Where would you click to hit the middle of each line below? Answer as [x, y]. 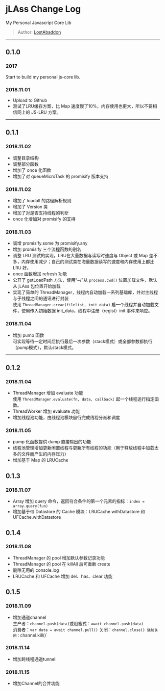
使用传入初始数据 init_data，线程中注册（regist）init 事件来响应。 [87, 311]
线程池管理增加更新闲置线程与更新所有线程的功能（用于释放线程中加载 [83, 448]
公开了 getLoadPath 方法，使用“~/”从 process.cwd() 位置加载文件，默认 [85, 280]
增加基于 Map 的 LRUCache [40, 460]
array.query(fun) [30, 506]
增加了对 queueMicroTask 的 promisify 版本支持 [60, 176]
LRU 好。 [22, 268]
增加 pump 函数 [28, 335]
